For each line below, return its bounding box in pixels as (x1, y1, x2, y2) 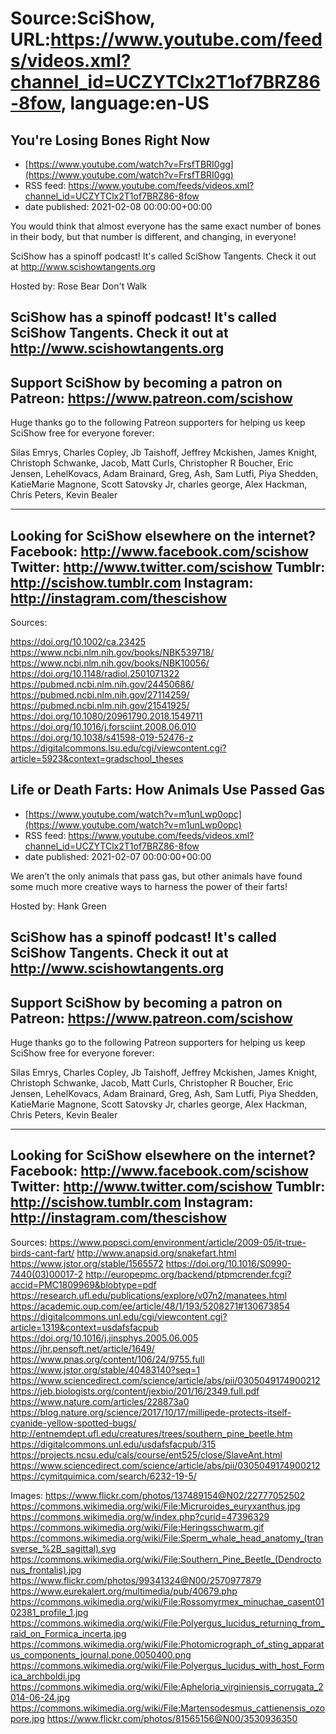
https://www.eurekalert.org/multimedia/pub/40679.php (10, 1585, 238, 1597)
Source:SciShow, (10, 7, 156, 30)
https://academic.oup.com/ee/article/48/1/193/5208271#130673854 (10, 1300, 291, 1312)
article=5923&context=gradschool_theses (10, 753, 184, 765)
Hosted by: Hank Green (10, 900, 107, 912)
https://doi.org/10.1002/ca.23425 (10, 636, 147, 648)
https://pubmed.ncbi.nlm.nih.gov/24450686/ (10, 678, 195, 691)
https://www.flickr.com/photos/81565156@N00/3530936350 (46, 1712, 298, 1724)
